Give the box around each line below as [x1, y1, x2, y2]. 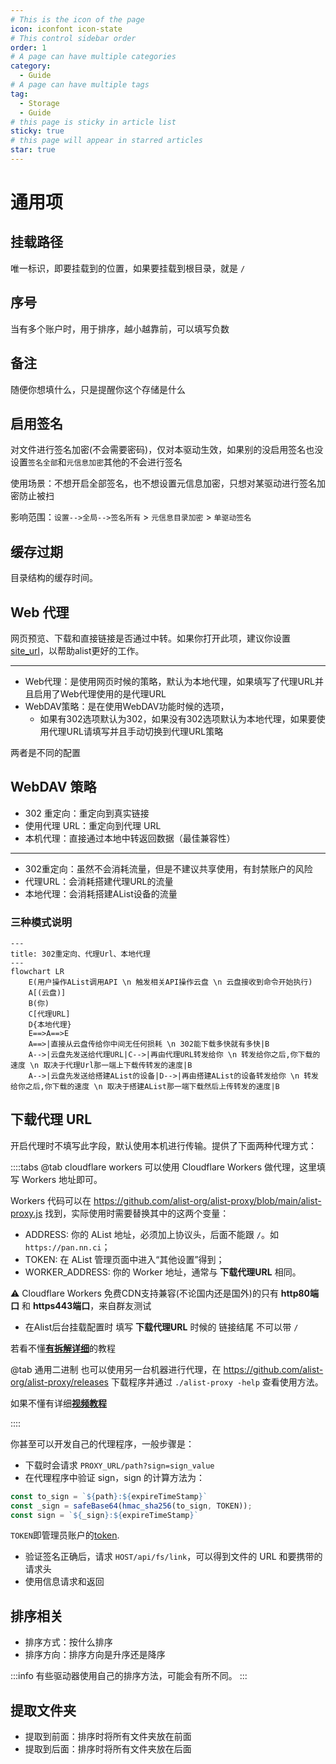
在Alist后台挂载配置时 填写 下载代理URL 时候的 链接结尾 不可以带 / [24, 1321, 299, 1333]
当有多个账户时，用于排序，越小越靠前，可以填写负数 [10, 322, 230, 335]
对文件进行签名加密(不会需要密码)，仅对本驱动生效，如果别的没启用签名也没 [10, 444, 324, 456]
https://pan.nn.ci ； [24, 1241, 111, 1253]
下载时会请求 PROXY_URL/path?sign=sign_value [24, 1459, 215, 1471]
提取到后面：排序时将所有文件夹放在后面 [24, 1743, 192, 1755]
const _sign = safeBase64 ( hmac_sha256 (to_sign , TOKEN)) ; [10, 1501, 253, 1511]
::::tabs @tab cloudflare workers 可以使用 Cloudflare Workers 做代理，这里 [10, 1161, 317, 1173]
